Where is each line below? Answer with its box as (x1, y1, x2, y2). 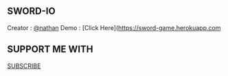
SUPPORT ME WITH (7, 44, 93, 55)
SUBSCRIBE (7, 62, 41, 70)
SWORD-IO (7, 5, 56, 17)
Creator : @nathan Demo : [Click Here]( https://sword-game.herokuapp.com (7, 23, 221, 31)
